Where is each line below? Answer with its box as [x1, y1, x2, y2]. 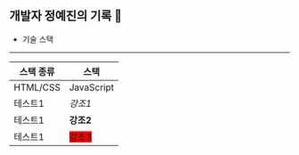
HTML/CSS [13, 81, 61, 94]
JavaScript [69, 81, 114, 94]
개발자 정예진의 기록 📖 [9, 8, 123, 24]
